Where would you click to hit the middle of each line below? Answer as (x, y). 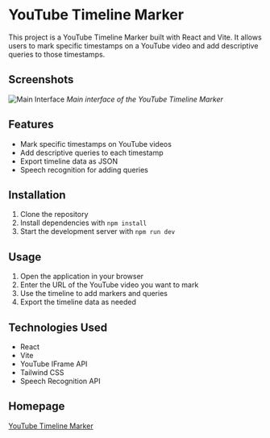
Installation (37, 195)
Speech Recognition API (60, 381)
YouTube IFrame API (54, 364)
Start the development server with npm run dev (98, 232)
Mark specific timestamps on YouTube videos (96, 144)
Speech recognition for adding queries (84, 169)
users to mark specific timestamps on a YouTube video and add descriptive (133, 45)
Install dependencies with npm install (83, 223)
